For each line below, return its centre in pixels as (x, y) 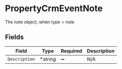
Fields (15, 37)
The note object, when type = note (40, 22)
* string (48, 59)
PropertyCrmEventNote (54, 9)
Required (71, 51)
